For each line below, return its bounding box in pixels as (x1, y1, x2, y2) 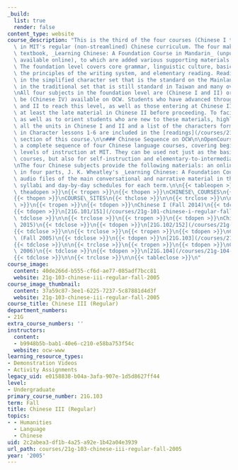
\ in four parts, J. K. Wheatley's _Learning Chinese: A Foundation (13, 168, 220, 176)
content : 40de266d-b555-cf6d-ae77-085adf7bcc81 (13, 267, 157, 274)
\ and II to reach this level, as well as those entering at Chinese (13, 103, 223, 110)
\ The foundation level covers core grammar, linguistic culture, (13, 63, 214, 70)
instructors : (7, 327, 46, 334)
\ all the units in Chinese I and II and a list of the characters (13, 122, 217, 130)
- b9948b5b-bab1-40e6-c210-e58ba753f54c (13, 340, 135, 347)
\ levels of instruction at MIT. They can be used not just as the (13, 149, 217, 156)
